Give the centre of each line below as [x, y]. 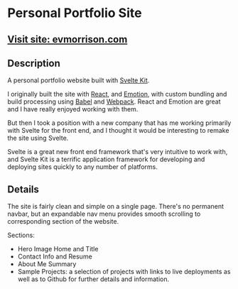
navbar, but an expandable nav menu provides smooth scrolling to [104, 214]
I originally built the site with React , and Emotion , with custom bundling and [117, 94]
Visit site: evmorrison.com [67, 39]
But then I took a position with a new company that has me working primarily [119, 123]
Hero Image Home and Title [58, 249]
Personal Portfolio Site [75, 13]
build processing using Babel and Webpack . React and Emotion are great [114, 102]
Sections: [21, 235]
